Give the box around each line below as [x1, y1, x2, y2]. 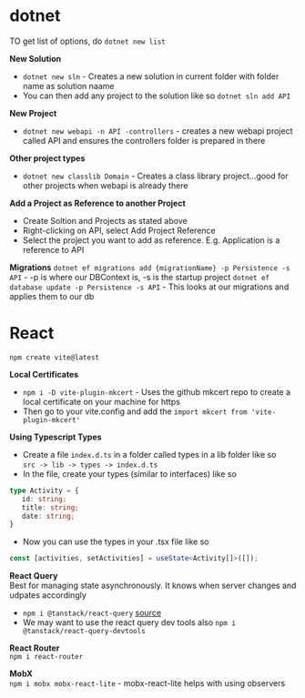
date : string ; [21, 511, 76, 521]
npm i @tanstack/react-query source [22, 607, 162, 619]
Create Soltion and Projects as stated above [22, 215, 188, 226]
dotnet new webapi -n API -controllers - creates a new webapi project [22, 125, 293, 137]
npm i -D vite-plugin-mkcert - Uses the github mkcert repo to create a [22, 386, 291, 397]
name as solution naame [22, 80, 115, 91]
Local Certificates [9, 369, 79, 379]
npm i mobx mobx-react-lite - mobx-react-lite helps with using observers [9, 678, 286, 689]
